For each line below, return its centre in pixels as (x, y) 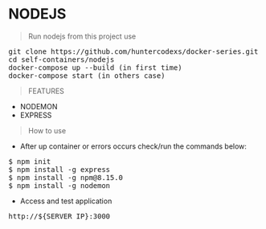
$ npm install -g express (59, 169)
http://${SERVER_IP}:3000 (59, 216)
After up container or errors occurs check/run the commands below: (133, 146)
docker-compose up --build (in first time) (95, 67)
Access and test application (66, 201)
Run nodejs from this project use (82, 36)
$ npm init (30, 161)
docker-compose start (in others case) (87, 76)
